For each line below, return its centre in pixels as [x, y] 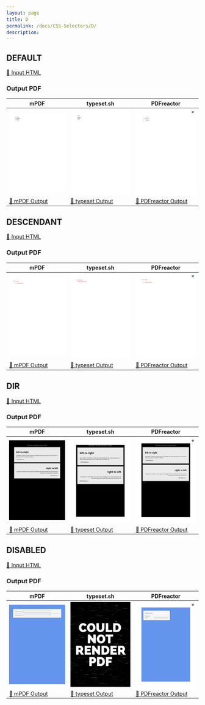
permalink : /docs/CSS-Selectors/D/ [52, 26]
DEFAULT [24, 58]
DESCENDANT [34, 222]
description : [23, 32]
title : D [17, 19]
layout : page [23, 13]
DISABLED [26, 550]
